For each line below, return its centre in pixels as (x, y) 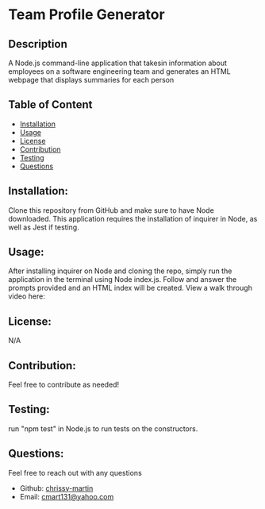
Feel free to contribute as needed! (64, 385)
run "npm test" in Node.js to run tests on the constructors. (103, 428)
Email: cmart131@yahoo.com (67, 496)
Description (38, 44)
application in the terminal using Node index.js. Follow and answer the (123, 280)
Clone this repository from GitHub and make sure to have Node (111, 210)
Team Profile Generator (86, 15)
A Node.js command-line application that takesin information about (118, 63)
